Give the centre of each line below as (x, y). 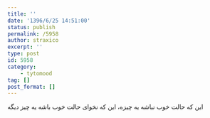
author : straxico (33, 41)
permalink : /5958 (33, 34)
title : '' (22, 14)
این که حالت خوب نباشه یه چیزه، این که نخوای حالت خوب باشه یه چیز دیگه (105, 107)
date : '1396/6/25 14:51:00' (49, 21)
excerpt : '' (25, 47)
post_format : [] (31, 87)
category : (22, 67)
